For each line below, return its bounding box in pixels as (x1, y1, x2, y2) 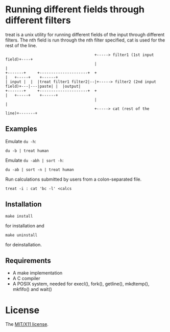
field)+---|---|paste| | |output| (5, 84, 81, 89)
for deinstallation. (5, 241, 42, 247)
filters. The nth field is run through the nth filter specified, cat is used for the (5, 37, 165, 43)
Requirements (5, 256, 51, 265)
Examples (5, 125, 37, 133)
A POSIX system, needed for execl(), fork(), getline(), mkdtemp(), (12, 281, 150, 287)
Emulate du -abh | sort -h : (5, 157, 64, 163)
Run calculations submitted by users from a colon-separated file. (5, 176, 142, 182)
